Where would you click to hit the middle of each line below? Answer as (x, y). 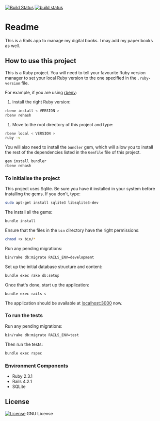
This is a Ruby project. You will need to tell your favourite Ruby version (75, 72)
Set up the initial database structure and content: (54, 267)
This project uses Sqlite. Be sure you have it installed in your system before (80, 189)
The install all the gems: (29, 212)
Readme (22, 27)
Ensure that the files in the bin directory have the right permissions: (72, 230)
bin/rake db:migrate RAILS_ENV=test (42, 335)
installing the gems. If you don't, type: (43, 194)
